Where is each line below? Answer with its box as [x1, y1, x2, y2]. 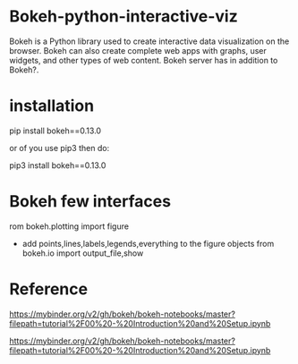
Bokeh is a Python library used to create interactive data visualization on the [9, 36, 290, 47]
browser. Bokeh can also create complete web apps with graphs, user [9, 45, 267, 55]
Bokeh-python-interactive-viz [9, 6, 239, 27]
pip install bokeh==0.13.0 [9, 125, 101, 136]
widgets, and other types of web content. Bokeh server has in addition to [9, 55, 278, 65]
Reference [9, 279, 88, 299]
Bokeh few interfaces [9, 191, 172, 212]
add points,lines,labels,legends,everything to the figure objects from [21, 238, 275, 249]
